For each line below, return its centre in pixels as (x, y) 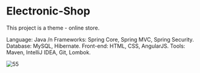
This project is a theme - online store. (53, 28)
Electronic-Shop (48, 11)
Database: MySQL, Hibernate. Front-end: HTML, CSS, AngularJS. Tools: (96, 46)
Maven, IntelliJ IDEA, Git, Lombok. (48, 52)
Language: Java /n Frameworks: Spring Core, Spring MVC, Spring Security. (100, 39)
